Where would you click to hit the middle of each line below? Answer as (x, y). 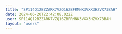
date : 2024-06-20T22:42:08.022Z (39, 14)
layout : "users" (22, 24)
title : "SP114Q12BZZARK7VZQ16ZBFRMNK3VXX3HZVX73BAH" (62, 10)
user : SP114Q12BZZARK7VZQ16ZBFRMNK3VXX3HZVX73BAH (58, 19)
